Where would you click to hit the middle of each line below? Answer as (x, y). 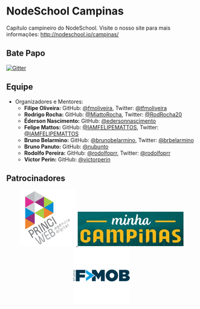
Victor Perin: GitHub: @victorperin (67, 159)
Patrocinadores (36, 178)
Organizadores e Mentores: (49, 102)
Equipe (20, 87)
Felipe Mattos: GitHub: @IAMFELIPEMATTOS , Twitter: (91, 127)
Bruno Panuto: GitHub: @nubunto (66, 146)
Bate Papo (26, 54)
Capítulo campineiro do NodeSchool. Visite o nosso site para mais (89, 28)
